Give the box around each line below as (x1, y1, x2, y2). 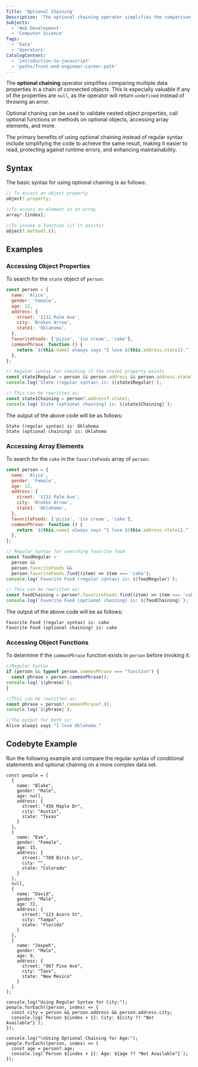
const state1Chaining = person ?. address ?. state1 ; (6, 395, 131, 401)
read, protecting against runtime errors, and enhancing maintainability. (6, 146, 177, 153)
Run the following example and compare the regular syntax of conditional (6, 755, 184, 762)
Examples (6, 244, 43, 254)
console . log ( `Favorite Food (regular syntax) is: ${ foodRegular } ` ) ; (6, 576, 178, 582)
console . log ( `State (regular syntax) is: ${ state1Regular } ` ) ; (6, 379, 162, 386)
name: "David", (16, 891, 54, 897)
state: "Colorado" (21, 865, 67, 871)
